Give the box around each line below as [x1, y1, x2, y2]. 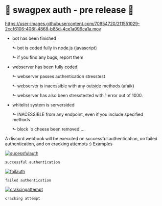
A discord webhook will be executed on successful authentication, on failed [5, 135, 158, 141]
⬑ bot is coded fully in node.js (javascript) [12, 45, 97, 51]
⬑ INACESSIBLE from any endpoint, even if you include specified [12, 111, 143, 117]
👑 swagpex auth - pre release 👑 [5, 4, 134, 16]
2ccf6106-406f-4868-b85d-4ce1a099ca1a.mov [5, 26, 101, 31]
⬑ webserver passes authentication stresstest [12, 73, 105, 79]
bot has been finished [12, 35, 56, 41]
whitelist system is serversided [12, 102, 75, 107]
